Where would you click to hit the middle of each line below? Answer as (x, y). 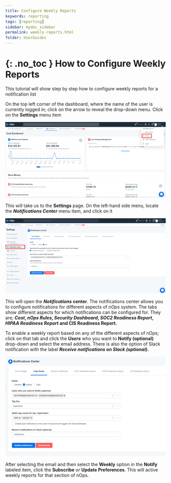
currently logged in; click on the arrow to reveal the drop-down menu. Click (84, 109)
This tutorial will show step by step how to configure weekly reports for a (82, 88)
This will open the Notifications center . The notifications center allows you (84, 301)
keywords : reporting (27, 16)
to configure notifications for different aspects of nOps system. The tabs (81, 307)
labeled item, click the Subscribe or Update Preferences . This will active (82, 470)
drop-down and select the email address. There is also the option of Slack (83, 344)
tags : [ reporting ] (25, 21)
